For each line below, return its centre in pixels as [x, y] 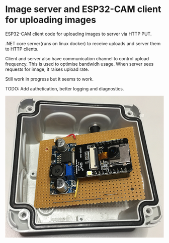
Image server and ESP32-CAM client [83, 9]
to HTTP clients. [22, 49]
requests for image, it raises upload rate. [47, 69]
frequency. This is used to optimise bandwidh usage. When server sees [79, 64]
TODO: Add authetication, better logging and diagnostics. [65, 88]
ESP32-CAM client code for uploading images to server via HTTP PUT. [78, 34]
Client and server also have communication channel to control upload [77, 58]
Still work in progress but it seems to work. [50, 79]
